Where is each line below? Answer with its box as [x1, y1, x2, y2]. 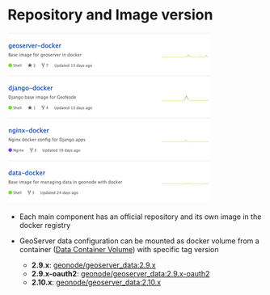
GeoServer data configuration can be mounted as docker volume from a [19, 236, 259, 246]
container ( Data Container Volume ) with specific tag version [19, 244, 219, 254]
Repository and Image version [7, 6, 213, 24]
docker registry [19, 220, 71, 230]
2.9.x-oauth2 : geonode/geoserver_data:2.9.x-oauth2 [31, 268, 210, 278]
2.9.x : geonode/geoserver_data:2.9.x [31, 260, 157, 270]
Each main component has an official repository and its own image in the [19, 212, 262, 221]
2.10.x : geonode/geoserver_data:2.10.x [31, 277, 162, 287]
